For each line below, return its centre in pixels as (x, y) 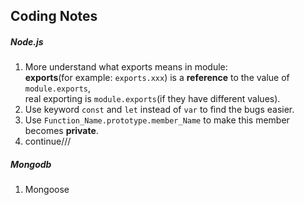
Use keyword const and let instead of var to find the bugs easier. (159, 110)
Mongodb (31, 164)
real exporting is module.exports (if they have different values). (152, 99)
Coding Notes (54, 16)
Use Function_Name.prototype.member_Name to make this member (157, 120)
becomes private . (61, 131)
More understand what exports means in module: (126, 67)
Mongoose (47, 190)
